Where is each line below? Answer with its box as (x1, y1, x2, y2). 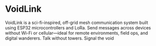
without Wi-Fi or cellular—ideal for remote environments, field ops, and (5, 30, 148, 36)
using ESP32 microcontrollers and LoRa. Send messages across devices (5, 24, 151, 30)
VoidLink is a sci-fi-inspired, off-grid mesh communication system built (5, 20, 148, 25)
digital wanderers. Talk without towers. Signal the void (5, 35, 114, 41)
